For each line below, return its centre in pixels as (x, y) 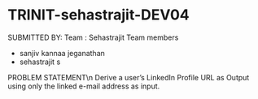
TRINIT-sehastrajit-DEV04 (99, 15)
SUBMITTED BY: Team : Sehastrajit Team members (93, 37)
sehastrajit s (40, 62)
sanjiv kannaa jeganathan (62, 53)
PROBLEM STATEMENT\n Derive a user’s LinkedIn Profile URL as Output (129, 77)
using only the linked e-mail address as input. (84, 86)
